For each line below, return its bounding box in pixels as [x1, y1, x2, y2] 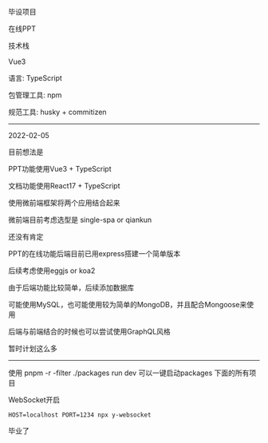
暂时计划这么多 [8, 344, 57, 353]
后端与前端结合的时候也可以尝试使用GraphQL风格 [8, 326, 171, 336]
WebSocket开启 [8, 395, 61, 405]
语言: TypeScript [8, 73, 62, 82]
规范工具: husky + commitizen [8, 107, 107, 117]
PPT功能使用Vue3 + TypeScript [8, 164, 112, 173]
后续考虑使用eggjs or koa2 [8, 266, 96, 275]
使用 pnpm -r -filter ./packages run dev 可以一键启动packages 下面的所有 [8, 368, 250, 378]
